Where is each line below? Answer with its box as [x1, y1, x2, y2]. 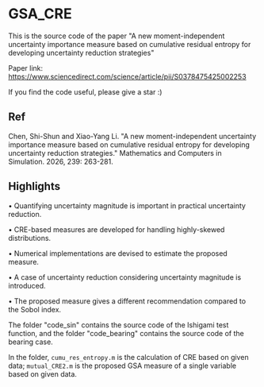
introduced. [8, 281, 46, 290]
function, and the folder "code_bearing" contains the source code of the [8, 328, 244, 338]
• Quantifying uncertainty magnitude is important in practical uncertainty [8, 200, 246, 211]
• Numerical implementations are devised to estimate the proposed [8, 248, 228, 258]
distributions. [8, 233, 52, 242]
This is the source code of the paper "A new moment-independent [8, 31, 225, 41]
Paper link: [8, 63, 44, 72]
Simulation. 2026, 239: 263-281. [8, 157, 113, 166]
